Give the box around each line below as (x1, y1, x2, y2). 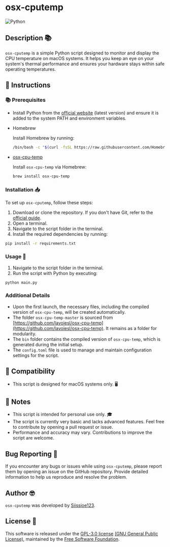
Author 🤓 (5, 488, 35, 498)
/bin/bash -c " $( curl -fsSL (12, 145, 73, 150)
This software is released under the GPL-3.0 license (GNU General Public (5, 530, 158, 536)
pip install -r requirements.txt (5, 241, 76, 246)
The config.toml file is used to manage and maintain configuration (12, 347, 152, 353)
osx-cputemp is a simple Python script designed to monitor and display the (5, 50, 159, 56)
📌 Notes (5, 398, 31, 406)
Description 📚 (5, 34, 52, 42)
